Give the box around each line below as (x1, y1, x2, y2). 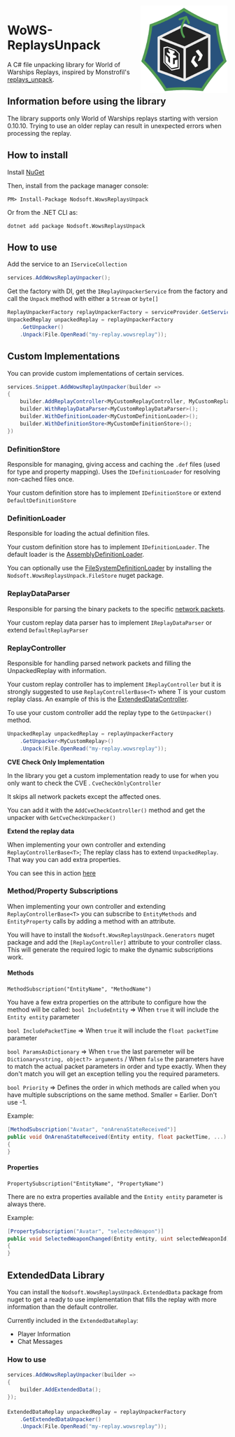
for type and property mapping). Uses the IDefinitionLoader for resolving (7, 467, 220, 476)
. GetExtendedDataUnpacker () (20, 1415, 101, 1423)
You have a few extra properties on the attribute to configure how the (7, 998, 207, 1006)
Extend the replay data (7, 827, 75, 835)
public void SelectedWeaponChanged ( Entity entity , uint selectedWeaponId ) (7, 1235, 230, 1243)
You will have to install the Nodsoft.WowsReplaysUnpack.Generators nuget (7, 930, 215, 939)
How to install (7, 149, 69, 162)
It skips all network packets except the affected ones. (7, 792, 162, 800)
